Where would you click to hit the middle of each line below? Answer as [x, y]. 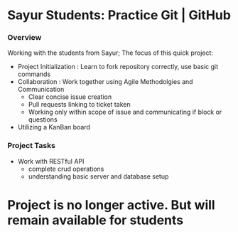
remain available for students [95, 220]
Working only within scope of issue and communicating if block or [125, 112]
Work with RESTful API [51, 161]
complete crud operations [66, 169]
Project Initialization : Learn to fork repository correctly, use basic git [118, 67]
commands [34, 74]
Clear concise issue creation [70, 97]
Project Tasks [31, 146]
